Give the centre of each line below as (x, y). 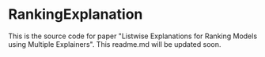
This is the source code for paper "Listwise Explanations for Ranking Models (133, 36)
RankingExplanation (76, 14)
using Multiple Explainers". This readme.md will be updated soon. (115, 44)
